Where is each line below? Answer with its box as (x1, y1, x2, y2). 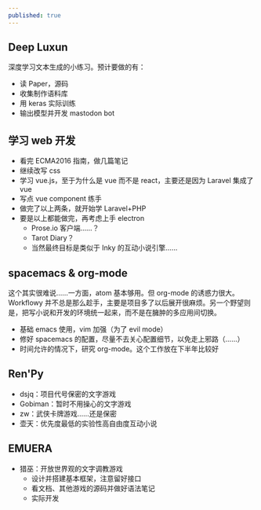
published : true (8, 11, 61, 20)
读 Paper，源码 (19, 79, 69, 89)
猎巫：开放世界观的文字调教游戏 (19, 464, 123, 473)
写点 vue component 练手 (19, 194, 102, 204)
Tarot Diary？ (31, 233, 74, 243)
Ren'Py (8, 367, 45, 381)
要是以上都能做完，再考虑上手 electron (19, 214, 145, 223)
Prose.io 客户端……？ (31, 223, 100, 233)
